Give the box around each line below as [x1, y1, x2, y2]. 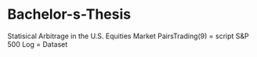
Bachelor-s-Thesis [7, 5, 131, 23]
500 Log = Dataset [7, 39, 68, 48]
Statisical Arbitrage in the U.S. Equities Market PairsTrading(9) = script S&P [7, 31, 249, 41]
